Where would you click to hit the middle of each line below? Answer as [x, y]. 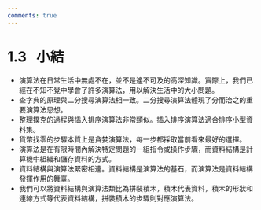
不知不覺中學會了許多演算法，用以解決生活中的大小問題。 [126, 90]
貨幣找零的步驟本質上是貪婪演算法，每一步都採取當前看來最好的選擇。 [132, 139]
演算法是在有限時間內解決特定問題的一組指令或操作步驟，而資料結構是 [132, 149]
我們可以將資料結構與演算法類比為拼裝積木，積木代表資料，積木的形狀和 [136, 188]
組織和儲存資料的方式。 [77, 159]
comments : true [32, 15]
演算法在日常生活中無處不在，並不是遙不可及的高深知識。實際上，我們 [132, 80]
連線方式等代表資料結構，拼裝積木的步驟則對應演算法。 [108, 198]
